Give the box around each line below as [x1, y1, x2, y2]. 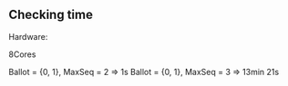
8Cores [8, 49, 36, 60]
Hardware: [8, 31, 48, 42]
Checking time [8, 7, 93, 23]
